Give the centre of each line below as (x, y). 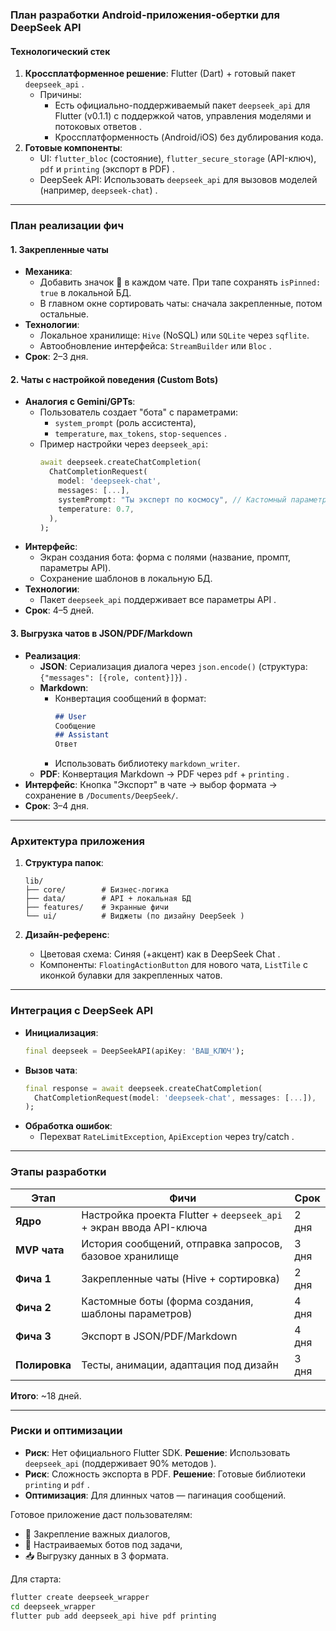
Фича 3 (33, 1336)
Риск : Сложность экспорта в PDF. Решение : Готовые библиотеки (165, 1474)
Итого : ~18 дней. (46, 1395)
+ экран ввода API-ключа (144, 1227)
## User (70, 716)
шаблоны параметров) (137, 1313)
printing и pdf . (57, 1484)
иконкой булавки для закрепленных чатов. (131, 975)
